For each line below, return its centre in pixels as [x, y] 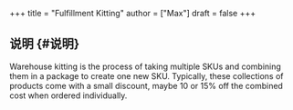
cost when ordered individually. [68, 95]
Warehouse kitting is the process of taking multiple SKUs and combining [145, 66]
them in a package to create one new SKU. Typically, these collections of [147, 75]
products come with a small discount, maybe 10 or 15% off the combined [146, 85]
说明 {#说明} [45, 44]
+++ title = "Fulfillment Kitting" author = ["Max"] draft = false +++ [133, 13]
